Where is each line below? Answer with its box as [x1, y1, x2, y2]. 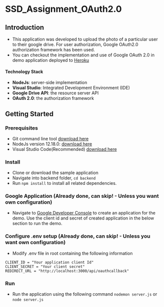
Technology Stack [5, 68, 43, 75]
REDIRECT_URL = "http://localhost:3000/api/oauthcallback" [5, 268, 129, 273]
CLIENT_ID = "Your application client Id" [5, 260, 94, 265]
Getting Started [5, 110, 54, 118]
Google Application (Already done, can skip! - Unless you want [5, 193, 159, 200]
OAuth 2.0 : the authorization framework [12, 95, 94, 101]
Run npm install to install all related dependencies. [12, 180, 117, 186]
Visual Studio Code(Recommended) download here [12, 146, 117, 152]
